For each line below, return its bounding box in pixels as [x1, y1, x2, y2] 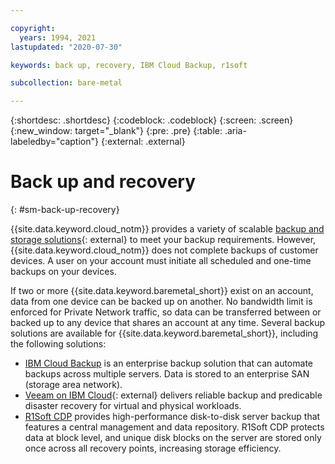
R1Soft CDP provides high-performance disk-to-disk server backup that [24, 411, 321, 423]
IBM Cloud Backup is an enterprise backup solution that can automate [24, 357, 313, 370]
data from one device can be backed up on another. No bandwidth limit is [10, 296, 313, 308]
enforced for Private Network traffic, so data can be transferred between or [10, 306, 322, 318]
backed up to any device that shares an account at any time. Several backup [10, 317, 326, 329]
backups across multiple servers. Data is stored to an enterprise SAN [24, 368, 310, 380]
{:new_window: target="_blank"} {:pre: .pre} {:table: [10, 125, 223, 137]
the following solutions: [10, 338, 107, 350]
